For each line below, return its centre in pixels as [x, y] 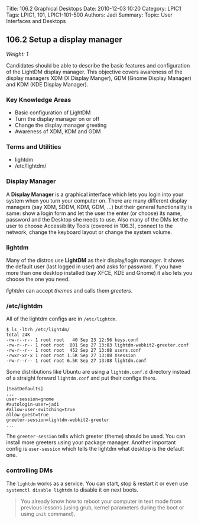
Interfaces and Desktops [36, 21]
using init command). [48, 514]
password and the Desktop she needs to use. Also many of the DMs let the [97, 219]
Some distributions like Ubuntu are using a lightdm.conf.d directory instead [98, 372]
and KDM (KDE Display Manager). [47, 84]
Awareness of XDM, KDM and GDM [58, 131]
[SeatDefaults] [25, 389]
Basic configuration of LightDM [53, 113]
